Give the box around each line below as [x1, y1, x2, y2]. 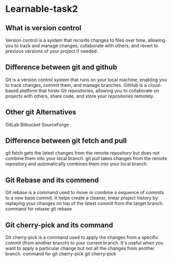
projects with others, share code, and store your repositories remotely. [5, 93, 155, 99]
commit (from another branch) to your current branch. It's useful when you [5, 240, 164, 246]
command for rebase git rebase [5, 206, 72, 212]
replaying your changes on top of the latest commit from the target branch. [5, 200, 164, 207]
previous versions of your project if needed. [5, 48, 99, 54]
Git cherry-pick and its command [5, 220, 113, 229]
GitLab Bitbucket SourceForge [5, 121, 69, 127]
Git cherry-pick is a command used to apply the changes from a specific [5, 234, 159, 240]
